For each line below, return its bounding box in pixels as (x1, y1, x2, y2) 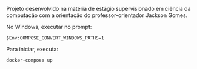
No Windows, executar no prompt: (6, 24, 92, 30)
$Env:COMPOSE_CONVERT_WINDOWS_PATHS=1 (6, 35, 104, 41)
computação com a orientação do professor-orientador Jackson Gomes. (6, 11, 188, 19)
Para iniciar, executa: (6, 45, 59, 53)
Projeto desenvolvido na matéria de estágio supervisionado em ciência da (6, 5, 191, 12)
